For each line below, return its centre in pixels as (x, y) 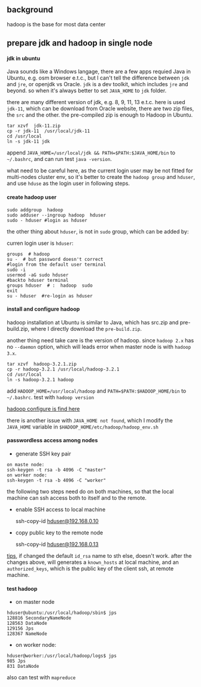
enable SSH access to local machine (60, 510)
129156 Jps (20, 629)
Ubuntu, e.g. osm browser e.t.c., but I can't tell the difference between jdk (98, 78)
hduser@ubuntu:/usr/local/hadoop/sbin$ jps (62, 613)
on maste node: (26, 465)
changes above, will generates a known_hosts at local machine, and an (93, 563)
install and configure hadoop (43, 309)
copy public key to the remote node (59, 533)
